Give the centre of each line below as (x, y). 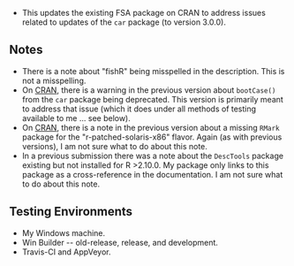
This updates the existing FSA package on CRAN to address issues (144, 13)
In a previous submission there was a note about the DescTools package (153, 156)
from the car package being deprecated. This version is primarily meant (153, 99)
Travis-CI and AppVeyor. (66, 252)
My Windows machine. (64, 232)
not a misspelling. (54, 80)
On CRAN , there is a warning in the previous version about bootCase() (149, 90)
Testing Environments (71, 212)
